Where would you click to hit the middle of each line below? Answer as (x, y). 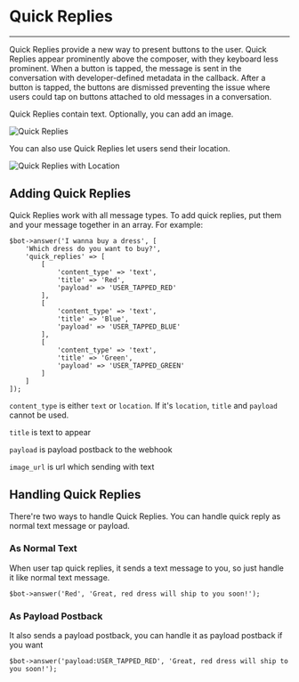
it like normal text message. (60, 577)
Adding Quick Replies (70, 194)
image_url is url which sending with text (82, 467)
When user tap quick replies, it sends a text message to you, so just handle (147, 568)
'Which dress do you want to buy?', (93, 248)
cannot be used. (39, 415)
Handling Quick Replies (75, 495)
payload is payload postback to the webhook (91, 449)
